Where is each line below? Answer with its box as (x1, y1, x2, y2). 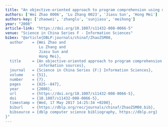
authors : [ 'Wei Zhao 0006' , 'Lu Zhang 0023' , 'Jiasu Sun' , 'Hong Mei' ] (5, 12, 157, 17)
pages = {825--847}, (9, 81, 61, 86)
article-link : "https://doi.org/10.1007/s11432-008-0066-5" (5, 26, 133, 31)
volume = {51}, (9, 72, 48, 77)
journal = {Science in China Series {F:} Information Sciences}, (9, 68, 153, 73)
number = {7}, (9, 77, 46, 82)
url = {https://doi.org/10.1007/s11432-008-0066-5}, (9, 91, 135, 96)
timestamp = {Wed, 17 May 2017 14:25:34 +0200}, (9, 100, 113, 105)
